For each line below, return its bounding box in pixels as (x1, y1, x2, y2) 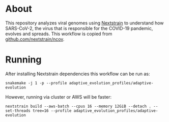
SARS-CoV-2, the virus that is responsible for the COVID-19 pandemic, (5, 25, 153, 31)
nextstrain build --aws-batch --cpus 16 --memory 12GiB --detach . (5, 104, 152, 109)
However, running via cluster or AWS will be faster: (5, 94, 112, 100)
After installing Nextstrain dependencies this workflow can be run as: (5, 71, 150, 77)
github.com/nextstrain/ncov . (5, 36, 65, 42)
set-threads (5, 108, 31, 113)
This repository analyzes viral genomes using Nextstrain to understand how (5, 20, 164, 26)
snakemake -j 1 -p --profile (5, 80, 67, 85)
